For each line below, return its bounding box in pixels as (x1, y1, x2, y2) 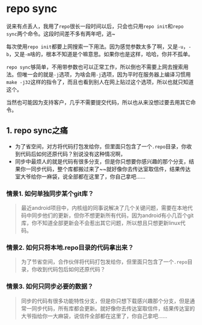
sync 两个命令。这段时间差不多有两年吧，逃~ (6, 30, 115, 37)
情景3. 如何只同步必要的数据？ (6, 282, 94, 291)
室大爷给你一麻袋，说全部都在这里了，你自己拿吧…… (14, 172, 145, 180)
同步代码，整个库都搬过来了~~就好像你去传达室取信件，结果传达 (31, 165, 191, 172)
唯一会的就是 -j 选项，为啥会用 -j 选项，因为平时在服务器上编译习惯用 (22, 71, 191, 78)
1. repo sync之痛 (6, 125, 68, 136)
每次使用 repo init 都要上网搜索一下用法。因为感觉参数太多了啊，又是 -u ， (6, 43, 189, 50)
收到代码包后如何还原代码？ (37, 266, 106, 273)
